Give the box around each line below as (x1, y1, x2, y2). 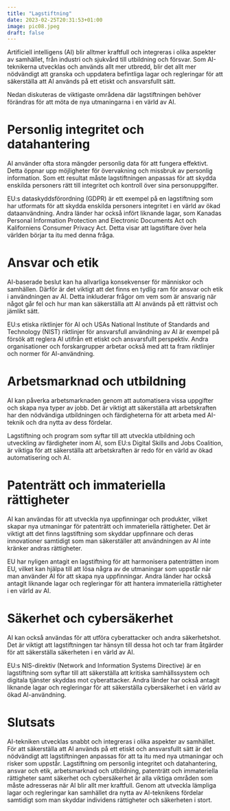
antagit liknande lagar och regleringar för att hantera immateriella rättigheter (7, 579, 222, 588)
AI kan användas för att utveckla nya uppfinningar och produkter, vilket (7, 515, 208, 523)
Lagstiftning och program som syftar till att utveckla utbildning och (7, 432, 196, 440)
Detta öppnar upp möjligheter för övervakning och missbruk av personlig (7, 166, 213, 175)
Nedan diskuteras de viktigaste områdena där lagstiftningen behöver (7, 91, 201, 99)
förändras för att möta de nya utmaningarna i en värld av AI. (7, 98, 176, 107)
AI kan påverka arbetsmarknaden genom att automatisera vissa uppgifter (7, 397, 214, 405)
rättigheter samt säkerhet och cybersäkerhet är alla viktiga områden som (7, 774, 213, 782)
